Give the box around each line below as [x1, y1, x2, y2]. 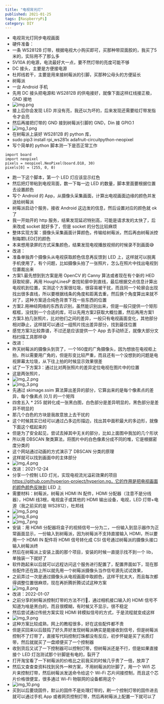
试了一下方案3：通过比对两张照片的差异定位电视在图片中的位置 [12, 365, 140, 370]
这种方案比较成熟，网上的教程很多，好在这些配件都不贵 [12, 621, 124, 627]
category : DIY [5, 21, 34, 26]
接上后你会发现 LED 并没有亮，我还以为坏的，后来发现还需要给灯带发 [12, 107, 152, 113]
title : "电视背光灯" [5, 7, 43, 12]
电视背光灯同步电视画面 [12, 35, 60, 41]
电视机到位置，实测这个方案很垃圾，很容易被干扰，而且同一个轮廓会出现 [12, 285, 158, 291]
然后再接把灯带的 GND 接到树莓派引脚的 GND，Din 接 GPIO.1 [12, 120, 135, 126]
